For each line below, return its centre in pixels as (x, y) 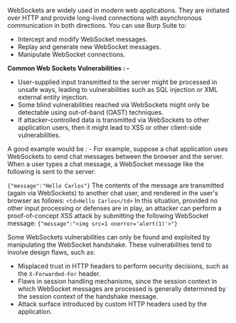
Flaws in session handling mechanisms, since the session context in (117, 281)
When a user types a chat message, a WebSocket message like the (106, 164)
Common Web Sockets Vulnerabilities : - (69, 68)
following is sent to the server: (52, 171)
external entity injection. (53, 97)
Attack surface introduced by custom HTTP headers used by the (112, 304)
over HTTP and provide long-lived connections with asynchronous (105, 18)
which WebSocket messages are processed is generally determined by (122, 289)
